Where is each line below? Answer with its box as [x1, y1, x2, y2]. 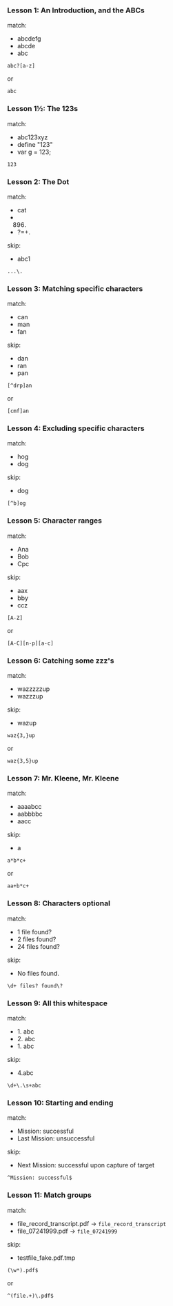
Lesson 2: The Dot [7, 177, 70, 186]
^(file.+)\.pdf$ [7, 1292, 54, 1299]
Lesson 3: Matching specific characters [7, 283, 143, 293]
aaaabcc [17, 803, 42, 811]
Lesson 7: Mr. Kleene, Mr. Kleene [7, 774, 119, 783]
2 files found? [17, 935, 57, 943]
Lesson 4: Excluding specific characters [7, 423, 145, 433]
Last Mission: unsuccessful [17, 1134, 95, 1143]
